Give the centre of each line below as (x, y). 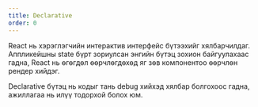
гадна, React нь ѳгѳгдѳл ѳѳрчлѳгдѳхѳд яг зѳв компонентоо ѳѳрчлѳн (123, 62)
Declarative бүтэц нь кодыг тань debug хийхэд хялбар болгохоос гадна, (129, 86)
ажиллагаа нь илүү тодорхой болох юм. (76, 94)
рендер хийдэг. (34, 71)
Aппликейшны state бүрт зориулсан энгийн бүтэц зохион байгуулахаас (129, 54)
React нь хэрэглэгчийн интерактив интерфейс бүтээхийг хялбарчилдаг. (129, 45)
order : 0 (23, 23)
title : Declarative (40, 15)
